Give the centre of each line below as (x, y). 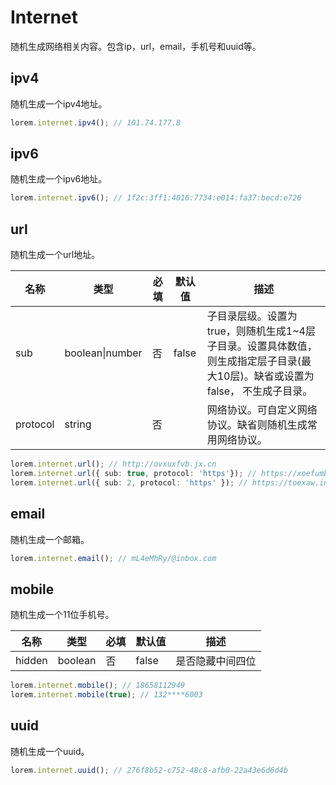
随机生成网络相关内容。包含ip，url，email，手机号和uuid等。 (136, 46)
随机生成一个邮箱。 (50, 539)
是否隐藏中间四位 (216, 661)
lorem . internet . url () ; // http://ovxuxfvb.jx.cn (113, 464)
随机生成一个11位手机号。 (62, 615)
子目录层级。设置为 (252, 316)
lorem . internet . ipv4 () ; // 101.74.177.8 (96, 122)
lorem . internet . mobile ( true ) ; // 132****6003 (106, 695)
